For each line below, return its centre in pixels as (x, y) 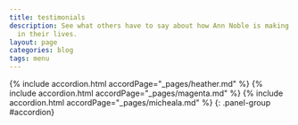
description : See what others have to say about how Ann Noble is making (149, 26)
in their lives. (47, 34)
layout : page (33, 42)
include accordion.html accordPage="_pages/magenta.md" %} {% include (146, 93)
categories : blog (41, 51)
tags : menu (29, 59)
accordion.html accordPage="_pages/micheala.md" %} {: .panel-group (140, 102)
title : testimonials (48, 17)
